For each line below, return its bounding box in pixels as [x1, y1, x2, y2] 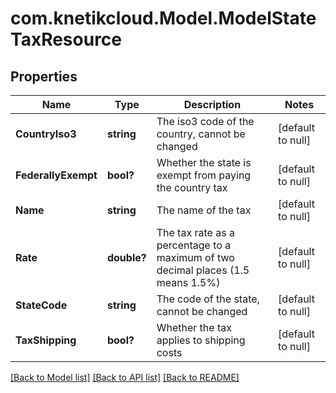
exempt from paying [156, 168, 252, 182]
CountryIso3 [15, 127, 77, 141]
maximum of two [156, 251, 235, 264]
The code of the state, [156, 292, 260, 306]
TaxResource [10, 28, 123, 51]
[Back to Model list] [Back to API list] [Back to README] [10, 372, 240, 383]
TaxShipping [15, 333, 77, 347]
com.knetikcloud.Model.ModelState [10, 7, 317, 30]
